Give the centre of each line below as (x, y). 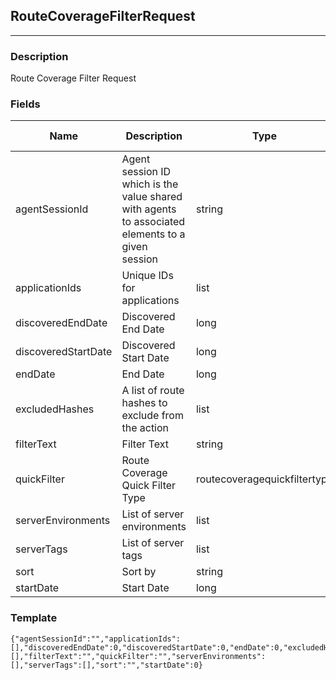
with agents (149, 209)
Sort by (139, 572)
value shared (152, 197)
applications (150, 301)
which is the (150, 184)
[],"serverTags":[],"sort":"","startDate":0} (106, 665)
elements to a (153, 234)
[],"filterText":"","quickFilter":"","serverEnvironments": (138, 656)
